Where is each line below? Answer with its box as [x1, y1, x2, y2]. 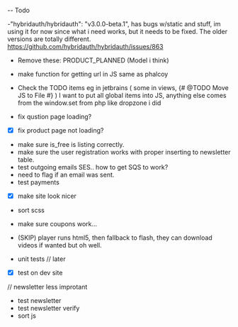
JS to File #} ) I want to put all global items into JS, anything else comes [17, 92, 227, 99]
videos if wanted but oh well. [17, 241, 102, 250]
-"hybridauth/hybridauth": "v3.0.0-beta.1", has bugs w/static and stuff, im [7, 20, 221, 28]
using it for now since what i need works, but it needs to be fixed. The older [7, 28, 228, 35]
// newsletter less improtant [7, 283, 88, 292]
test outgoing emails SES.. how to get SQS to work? [17, 163, 169, 172]
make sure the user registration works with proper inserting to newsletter [17, 148, 232, 157]
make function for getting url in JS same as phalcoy [17, 70, 169, 78]
